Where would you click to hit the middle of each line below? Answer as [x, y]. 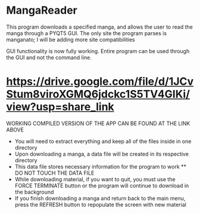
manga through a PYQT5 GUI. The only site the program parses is [87, 33]
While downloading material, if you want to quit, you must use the [95, 179]
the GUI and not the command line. [49, 57]
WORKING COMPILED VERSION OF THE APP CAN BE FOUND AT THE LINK [98, 123]
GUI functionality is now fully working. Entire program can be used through [98, 51]
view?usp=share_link [60, 107]
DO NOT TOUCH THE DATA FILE [54, 173]
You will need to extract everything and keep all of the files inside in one [103, 141]
